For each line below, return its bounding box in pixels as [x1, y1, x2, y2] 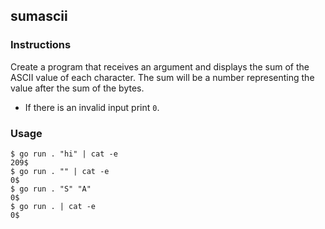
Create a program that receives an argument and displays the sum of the [10, 60, 310, 73]
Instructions [10, 38, 72, 52]
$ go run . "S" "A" [10, 184, 92, 194]
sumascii [10, 8, 68, 25]
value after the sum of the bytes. [10, 82, 145, 94]
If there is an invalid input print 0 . [24, 101, 160, 113]
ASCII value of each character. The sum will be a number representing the [10, 71, 315, 83]
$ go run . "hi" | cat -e [10, 149, 118, 159]
